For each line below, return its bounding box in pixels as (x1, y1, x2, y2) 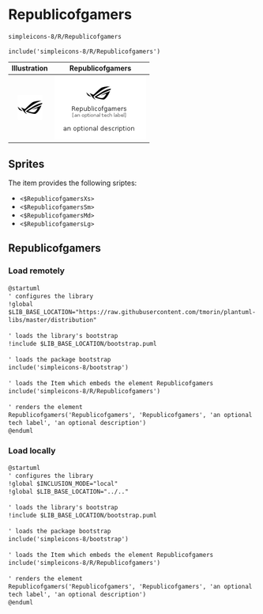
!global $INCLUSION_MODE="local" (8, 479, 118, 487)
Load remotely (8, 265, 66, 276)
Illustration (11, 63, 49, 73)
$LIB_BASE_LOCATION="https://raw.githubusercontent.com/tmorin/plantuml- (8, 308, 257, 316)
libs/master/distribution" (8, 316, 97, 324)
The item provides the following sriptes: (8, 178, 137, 188)
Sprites (8, 157, 45, 171)
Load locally (8, 445, 56, 456)
